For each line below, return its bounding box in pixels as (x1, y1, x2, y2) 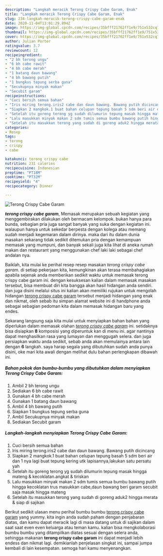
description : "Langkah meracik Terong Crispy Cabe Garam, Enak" (5, 7, 138, 12)
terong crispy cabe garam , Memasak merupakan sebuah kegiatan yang (5, 211, 149, 217)
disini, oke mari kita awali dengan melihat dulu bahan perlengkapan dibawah (5, 349, 158, 355)
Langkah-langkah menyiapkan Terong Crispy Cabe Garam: (5, 430, 128, 436)
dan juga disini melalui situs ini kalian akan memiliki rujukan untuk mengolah (5, 287, 157, 293)
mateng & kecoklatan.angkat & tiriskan (12, 474, 89, 479)
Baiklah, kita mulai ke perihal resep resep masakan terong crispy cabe (5, 261, 145, 267)
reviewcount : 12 (5, 48, 38, 53)
